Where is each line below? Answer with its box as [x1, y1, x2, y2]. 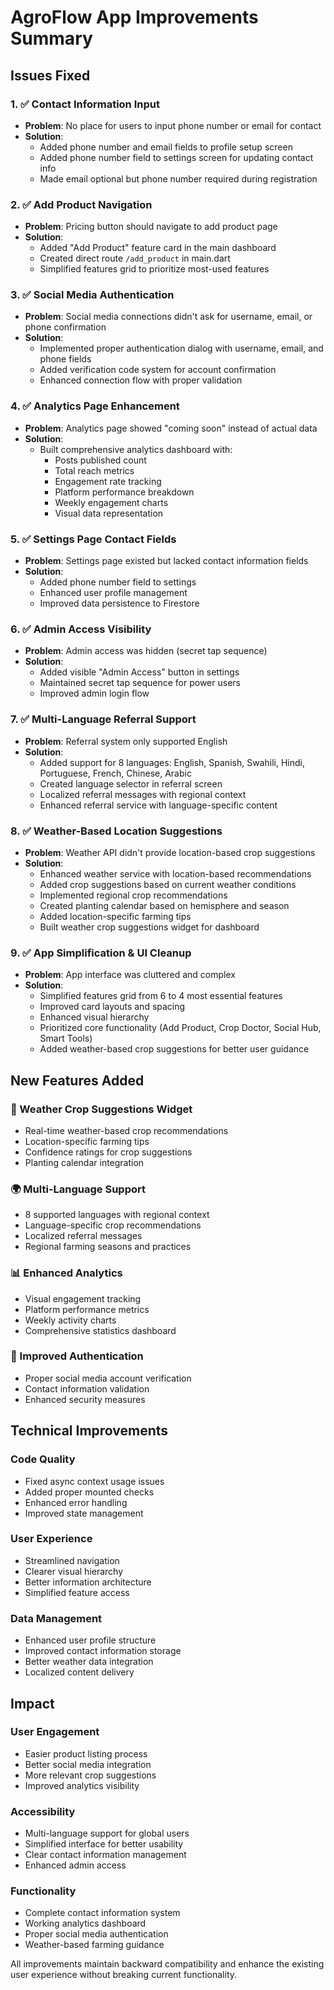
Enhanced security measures [24, 1393, 146, 1405]
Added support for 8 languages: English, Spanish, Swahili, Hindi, [39, 756, 305, 768]
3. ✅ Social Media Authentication [10, 288, 175, 302]
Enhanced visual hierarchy [39, 1011, 150, 1023]
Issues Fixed [10, 67, 91, 84]
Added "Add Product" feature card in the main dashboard [39, 242, 277, 254]
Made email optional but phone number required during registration [39, 172, 318, 185]
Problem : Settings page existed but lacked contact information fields [24, 555, 309, 567]
